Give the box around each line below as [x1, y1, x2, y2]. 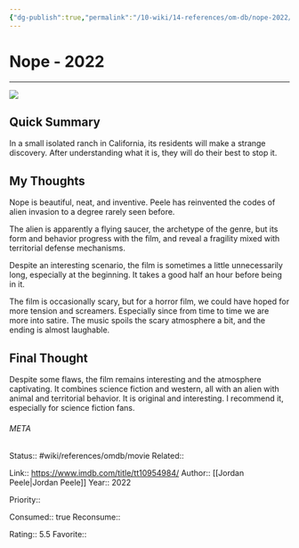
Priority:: [9, 495, 41, 505]
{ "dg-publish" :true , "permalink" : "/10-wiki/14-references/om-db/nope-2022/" [9, 12, 296, 22]
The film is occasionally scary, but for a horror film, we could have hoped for [9, 296, 290, 307]
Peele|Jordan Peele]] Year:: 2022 [9, 478, 132, 488]
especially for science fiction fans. [9, 403, 135, 413]
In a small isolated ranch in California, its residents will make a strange [9, 138, 266, 149]
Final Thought [9, 350, 89, 365]
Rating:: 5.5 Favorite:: [9, 529, 87, 540]
